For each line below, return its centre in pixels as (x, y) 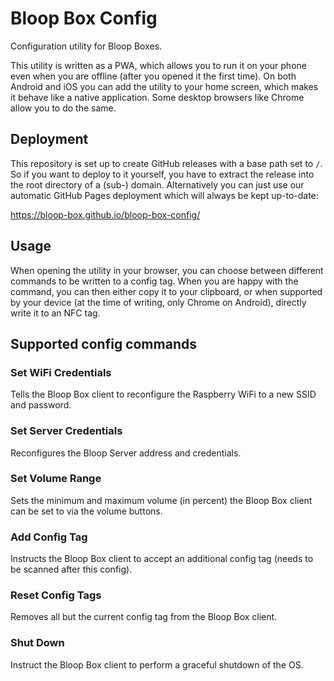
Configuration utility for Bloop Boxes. (86, 46)
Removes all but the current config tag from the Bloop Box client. (144, 617)
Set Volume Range (56, 479)
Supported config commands (103, 343)
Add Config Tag (49, 537)
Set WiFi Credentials (61, 372)
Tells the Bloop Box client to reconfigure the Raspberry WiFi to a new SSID (163, 394)
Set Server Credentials (66, 431)
